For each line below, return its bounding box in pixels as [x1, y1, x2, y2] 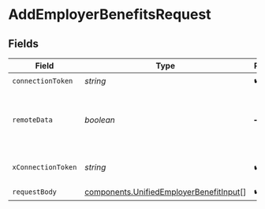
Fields [8, 37, 39, 50]
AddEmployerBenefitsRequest [8, 6, 211, 24]
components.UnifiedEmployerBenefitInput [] [84, 186, 247, 197]
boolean [84, 114, 116, 125]
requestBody [12, 187, 58, 196]
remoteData [12, 116, 53, 124]
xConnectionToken [12, 163, 77, 171]
